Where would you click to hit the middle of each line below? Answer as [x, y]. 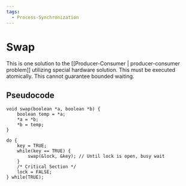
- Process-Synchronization [45, 17]
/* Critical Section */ [47, 167]
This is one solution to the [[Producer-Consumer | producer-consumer [93, 64]
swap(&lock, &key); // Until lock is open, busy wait [96, 157]
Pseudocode [31, 95]
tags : [13, 12]
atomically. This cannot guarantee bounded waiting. [70, 76]
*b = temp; [31, 125]
